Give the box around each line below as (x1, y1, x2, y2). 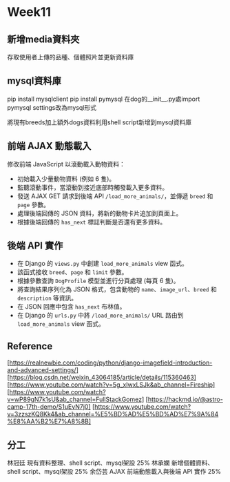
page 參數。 (17, 200, 50, 209)
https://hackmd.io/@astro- (147, 395, 224, 404)
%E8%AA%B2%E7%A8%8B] (7, 417, 92, 425)
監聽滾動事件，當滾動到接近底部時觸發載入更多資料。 (17, 183, 169, 191)
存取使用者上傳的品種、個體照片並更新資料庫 (7, 53, 134, 61)
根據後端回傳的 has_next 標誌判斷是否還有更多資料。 (17, 218, 167, 226)
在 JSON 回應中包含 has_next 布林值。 (17, 302, 126, 311)
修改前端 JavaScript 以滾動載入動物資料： (7, 160, 126, 168)
